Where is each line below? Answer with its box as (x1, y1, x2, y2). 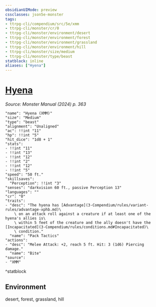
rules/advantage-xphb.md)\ (5, 207, 61, 212)
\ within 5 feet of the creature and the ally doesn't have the (14, 220, 151, 225)
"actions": (5, 238, 28, 243)
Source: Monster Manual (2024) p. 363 (5, 101, 86, 107)
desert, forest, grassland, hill (5, 296, 64, 302)
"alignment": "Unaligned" (5, 124, 59, 129)
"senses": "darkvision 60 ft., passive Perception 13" (5, 185, 122, 190)
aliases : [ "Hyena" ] (5, 63, 46, 68)
